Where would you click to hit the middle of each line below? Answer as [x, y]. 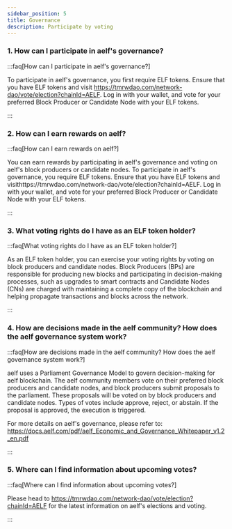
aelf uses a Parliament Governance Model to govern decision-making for [111, 373]
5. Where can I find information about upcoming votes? [102, 470]
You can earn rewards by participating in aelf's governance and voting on [112, 162]
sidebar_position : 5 [37, 14]
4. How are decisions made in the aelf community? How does [112, 328]
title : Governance [34, 20]
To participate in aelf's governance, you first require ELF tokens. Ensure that [116, 79]
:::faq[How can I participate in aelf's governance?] [79, 66]
